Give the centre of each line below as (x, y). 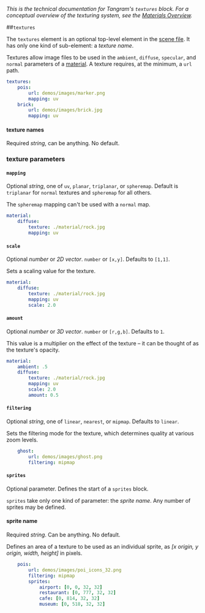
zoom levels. (22, 440)
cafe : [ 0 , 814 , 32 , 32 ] (69, 599)
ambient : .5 (32, 367)
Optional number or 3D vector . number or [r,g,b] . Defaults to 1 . (86, 331)
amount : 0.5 (44, 395)
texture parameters (36, 159)
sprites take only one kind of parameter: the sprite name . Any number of (99, 500)
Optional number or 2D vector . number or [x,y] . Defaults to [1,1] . (88, 259)
